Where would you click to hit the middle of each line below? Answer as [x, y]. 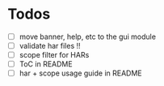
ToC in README [46, 64]
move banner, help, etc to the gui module [88, 37]
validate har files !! [50, 46]
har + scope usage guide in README [80, 73]
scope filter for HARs [54, 55]
